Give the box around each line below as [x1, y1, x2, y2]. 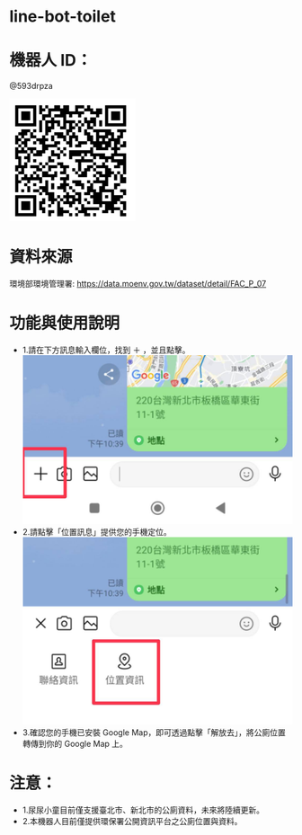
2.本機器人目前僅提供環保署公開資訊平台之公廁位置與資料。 [22, 815, 243, 826]
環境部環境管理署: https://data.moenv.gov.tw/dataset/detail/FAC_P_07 [9, 279, 267, 289]
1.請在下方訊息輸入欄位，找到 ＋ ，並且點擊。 [22, 344, 191, 355]
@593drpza [9, 81, 54, 92]
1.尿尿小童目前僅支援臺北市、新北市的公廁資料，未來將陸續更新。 [22, 804, 265, 815]
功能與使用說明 [9, 313, 120, 333]
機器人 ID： [9, 50, 93, 71]
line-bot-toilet [9, 6, 117, 27]
